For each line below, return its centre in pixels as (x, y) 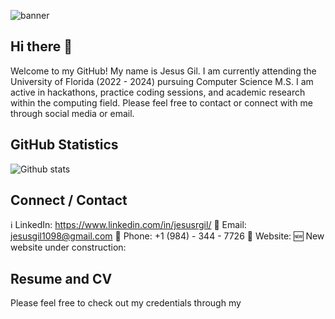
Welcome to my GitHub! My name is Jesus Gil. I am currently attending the (163, 71)
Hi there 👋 (41, 46)
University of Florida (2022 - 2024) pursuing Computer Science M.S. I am (162, 81)
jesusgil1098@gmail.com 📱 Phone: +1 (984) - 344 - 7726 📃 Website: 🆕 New (167, 236)
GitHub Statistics (64, 145)
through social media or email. (72, 113)
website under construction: (68, 247)
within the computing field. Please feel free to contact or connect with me (161, 102)
